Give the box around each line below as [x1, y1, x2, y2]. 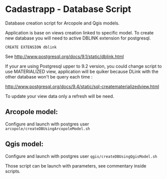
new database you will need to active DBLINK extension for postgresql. [5, 35, 151, 41]
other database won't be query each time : [5, 73, 93, 79]
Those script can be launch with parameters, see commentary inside [5, 162, 147, 168]
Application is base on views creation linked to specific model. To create [5, 29, 154, 35]
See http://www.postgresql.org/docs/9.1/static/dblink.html [5, 53, 124, 59]
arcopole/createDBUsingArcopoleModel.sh [5, 126, 91, 131]
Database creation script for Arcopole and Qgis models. [5, 20, 120, 26]
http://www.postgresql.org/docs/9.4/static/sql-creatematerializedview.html [5, 83, 160, 89]
